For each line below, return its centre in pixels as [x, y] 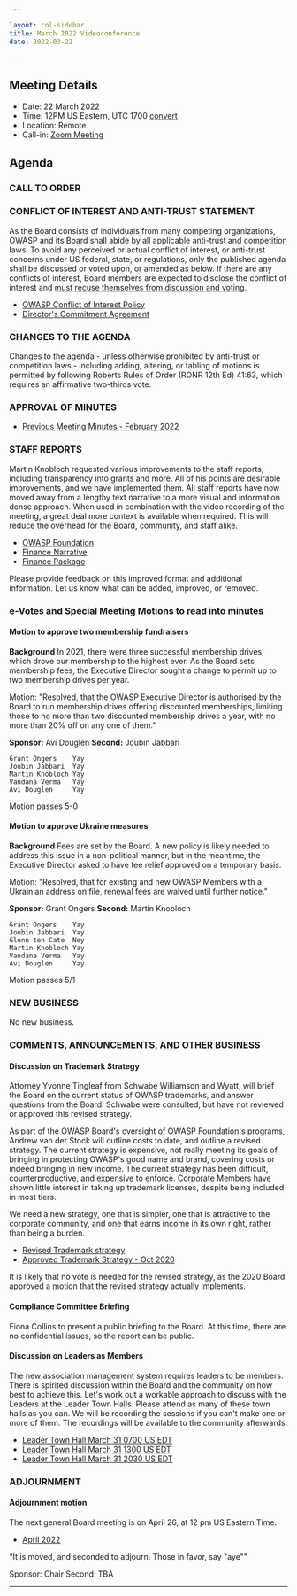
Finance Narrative [54, 552]
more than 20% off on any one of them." [83, 725]
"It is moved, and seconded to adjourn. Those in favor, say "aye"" [128, 1556]
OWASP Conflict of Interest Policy [84, 304]
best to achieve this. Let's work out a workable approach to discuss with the [148, 1394]
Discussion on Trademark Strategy [74, 1066]
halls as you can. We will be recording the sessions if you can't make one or [147, 1413]
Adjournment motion [48, 1503]
